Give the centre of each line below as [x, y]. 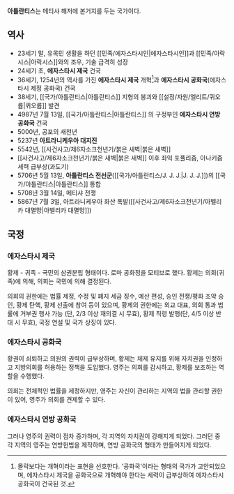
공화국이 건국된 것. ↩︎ [46, 484]
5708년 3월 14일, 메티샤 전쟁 [56, 193]
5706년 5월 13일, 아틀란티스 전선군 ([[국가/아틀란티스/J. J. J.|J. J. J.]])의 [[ [119, 175]
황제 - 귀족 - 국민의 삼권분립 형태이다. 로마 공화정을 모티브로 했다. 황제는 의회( [113, 273]
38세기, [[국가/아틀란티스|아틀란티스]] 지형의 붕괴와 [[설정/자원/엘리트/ [114, 97]
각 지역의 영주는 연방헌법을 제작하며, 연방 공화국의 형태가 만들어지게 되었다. [109, 444]
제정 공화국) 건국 [53, 88]
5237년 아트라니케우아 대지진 [57, 141]
